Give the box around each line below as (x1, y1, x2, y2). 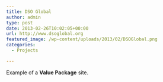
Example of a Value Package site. (6, 69, 89, 76)
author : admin (6, 14, 41, 20)
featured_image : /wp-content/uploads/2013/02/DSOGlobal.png (6, 36, 158, 42)
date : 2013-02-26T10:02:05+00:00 (6, 25, 89, 31)
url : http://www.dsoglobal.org (6, 31, 84, 37)
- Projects (11, 48, 39, 53)
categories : (6, 42, 36, 48)
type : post (6, 20, 33, 26)
